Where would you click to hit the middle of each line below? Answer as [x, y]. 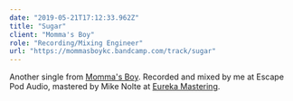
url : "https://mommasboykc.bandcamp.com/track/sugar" [113, 51]
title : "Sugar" [38, 26]
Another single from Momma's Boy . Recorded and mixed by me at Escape [147, 77]
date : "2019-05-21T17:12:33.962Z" [75, 18]
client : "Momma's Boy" [52, 34]
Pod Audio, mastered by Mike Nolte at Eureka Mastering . [115, 87]
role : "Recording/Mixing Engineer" [76, 43]
